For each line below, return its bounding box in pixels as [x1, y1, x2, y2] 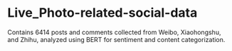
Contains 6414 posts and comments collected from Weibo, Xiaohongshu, [7, 28, 221, 36]
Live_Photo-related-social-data [7, 5, 198, 21]
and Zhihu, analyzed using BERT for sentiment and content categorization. [7, 35, 226, 43]
